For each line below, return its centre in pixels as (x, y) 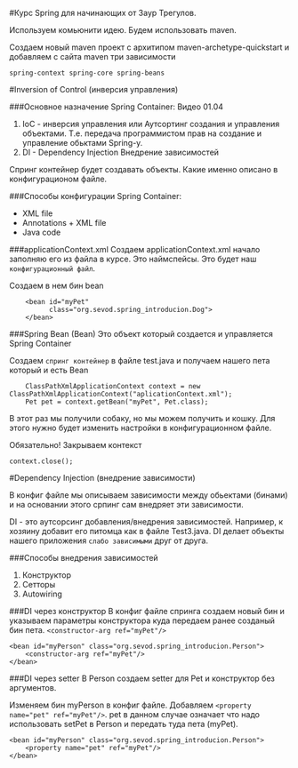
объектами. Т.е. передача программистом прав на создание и (142, 133)
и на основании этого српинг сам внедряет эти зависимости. (127, 504)
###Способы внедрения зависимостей (84, 558)
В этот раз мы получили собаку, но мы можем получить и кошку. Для (142, 418)
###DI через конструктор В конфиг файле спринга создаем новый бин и (147, 611)
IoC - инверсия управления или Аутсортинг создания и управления (151, 124)
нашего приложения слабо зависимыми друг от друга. (109, 540)
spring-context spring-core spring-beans (87, 73)
